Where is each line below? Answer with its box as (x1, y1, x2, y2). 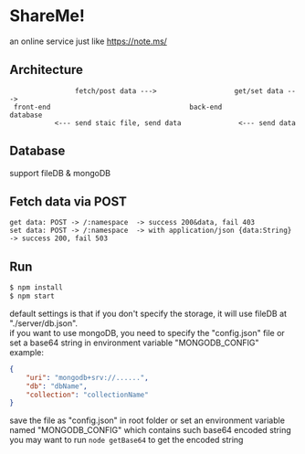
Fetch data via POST (9, 194, 128, 209)
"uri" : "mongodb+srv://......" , (26, 373, 149, 382)
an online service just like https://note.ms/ (9, 36, 167, 47)
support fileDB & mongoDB (9, 167, 111, 178)
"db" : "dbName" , (26, 381, 89, 391)
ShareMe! (9, 5, 85, 26)
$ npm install (9, 283, 64, 292)
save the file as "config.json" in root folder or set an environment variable (9, 415, 286, 426)
